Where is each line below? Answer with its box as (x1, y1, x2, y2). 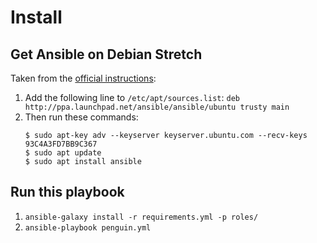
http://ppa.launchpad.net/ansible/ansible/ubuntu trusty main (24, 102, 290, 112)
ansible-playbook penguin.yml (24, 222, 152, 233)
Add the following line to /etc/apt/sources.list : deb (24, 92, 240, 103)
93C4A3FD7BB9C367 (24, 139, 98, 149)
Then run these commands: (24, 111, 139, 123)
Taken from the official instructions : (10, 72, 157, 84)
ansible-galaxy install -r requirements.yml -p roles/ (24, 212, 259, 222)
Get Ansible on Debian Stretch (10, 46, 203, 63)
